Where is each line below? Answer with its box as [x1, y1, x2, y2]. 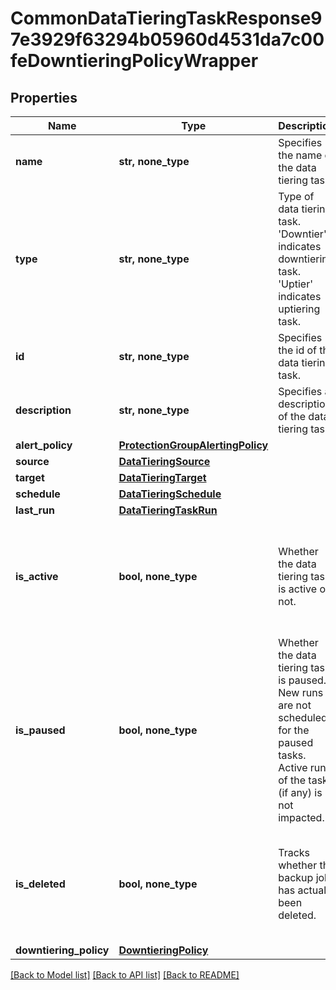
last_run [15, 503, 56, 517]
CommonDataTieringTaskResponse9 [10, 7, 323, 30]
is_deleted [15, 877, 66, 891]
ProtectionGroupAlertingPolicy [118, 438, 269, 452]
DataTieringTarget [118, 471, 207, 484]
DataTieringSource [118, 455, 211, 468]
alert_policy [15, 438, 73, 452]
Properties [10, 89, 78, 106]
